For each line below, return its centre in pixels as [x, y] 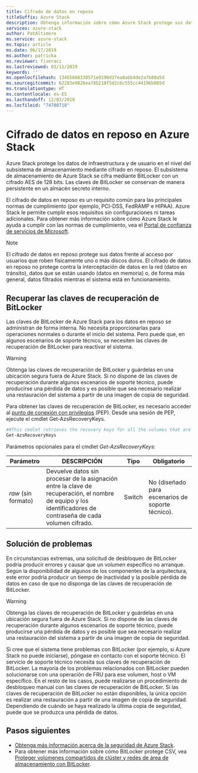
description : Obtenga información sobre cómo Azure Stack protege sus [95, 22]
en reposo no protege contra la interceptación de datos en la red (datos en [97, 267]
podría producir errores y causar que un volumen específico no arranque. [95, 564]
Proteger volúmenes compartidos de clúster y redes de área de [92, 758]
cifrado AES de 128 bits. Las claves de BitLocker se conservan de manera [95, 182]
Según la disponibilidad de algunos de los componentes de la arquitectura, [97, 571]
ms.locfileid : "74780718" [38, 105]
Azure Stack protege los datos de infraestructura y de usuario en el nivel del [99, 163]
